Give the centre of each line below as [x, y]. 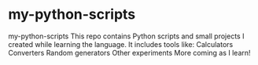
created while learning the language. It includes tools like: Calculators [121, 44]
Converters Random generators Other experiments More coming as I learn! [129, 52]
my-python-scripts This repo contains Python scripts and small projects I [126, 36]
